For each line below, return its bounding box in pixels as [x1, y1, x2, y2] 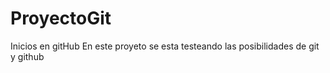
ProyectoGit [10, 7, 112, 30]
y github [10, 50, 45, 62]
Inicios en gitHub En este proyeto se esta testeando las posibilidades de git [10, 40, 320, 52]
